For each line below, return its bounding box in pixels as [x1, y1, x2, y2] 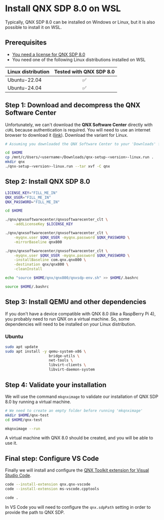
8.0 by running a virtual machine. [5, 399, 72, 405]
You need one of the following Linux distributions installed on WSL [12, 57, 146, 63]
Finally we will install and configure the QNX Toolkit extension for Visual [5, 467, 149, 473]
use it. [5, 440, 18, 446]
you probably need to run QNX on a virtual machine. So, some [5, 316, 130, 322]
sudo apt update [5, 344, 38, 349]
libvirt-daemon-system [48, 367, 95, 372]
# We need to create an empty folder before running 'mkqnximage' [5, 408, 143, 413]
